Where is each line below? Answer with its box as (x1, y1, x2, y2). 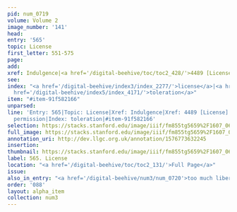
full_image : (7, 129, 42, 136)
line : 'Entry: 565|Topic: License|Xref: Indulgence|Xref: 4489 (7, 109, 197, 116)
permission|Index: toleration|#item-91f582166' (13, 115, 157, 122)
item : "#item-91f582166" (7, 96, 80, 103)
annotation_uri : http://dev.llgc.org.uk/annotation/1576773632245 (7, 135, 207, 142)
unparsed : (7, 102, 37, 110)
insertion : (7, 142, 39, 149)
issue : (7, 167, 27, 175)
